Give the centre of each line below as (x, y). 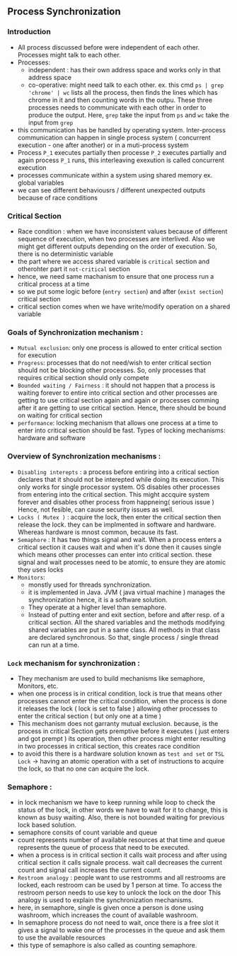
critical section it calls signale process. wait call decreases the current (120, 863)
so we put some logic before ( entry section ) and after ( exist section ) (121, 291)
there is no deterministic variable (65, 253)
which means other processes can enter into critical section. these (115, 554)
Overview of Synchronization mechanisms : (84, 456)
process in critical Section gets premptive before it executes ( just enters (123, 731)
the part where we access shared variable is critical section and (114, 261)
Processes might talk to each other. (69, 54)
